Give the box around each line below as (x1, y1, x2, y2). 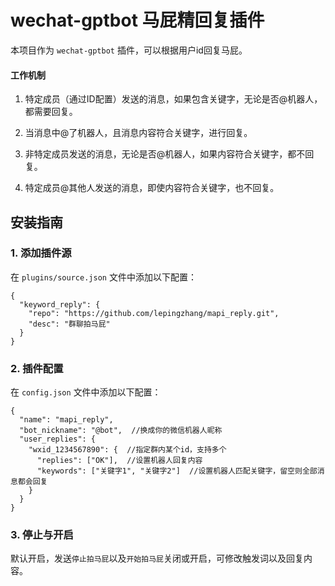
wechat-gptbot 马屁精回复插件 (10, 9, 265, 32)
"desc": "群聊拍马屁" (28, 319, 111, 329)
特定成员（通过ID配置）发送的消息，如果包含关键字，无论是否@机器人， (24, 93, 323, 105)
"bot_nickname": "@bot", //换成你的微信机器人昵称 (19, 426, 223, 436)
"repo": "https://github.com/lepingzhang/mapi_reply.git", (28, 308, 280, 318)
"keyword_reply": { (19, 299, 101, 310)
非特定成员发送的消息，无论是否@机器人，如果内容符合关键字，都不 (24, 148, 306, 160)
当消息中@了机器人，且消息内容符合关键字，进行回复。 (24, 127, 253, 139)
